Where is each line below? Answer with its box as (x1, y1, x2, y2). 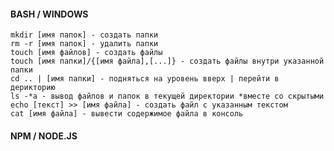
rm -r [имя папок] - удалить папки (10, 39, 159, 49)
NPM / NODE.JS (10, 130, 78, 142)
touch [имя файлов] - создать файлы (10, 48, 163, 58)
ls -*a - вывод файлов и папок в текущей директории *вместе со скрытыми (10, 91, 325, 102)
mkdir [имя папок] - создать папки (10, 30, 159, 40)
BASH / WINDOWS (10, 8, 89, 20)
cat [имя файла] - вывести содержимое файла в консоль (10, 109, 244, 119)
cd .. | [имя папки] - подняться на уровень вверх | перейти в (10, 74, 280, 84)
